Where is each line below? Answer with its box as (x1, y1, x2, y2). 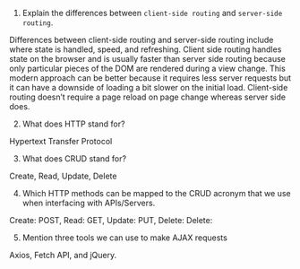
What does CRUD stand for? (21, 153, 127, 164)
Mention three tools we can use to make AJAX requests (21, 232, 228, 243)
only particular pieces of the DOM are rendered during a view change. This (9, 63, 287, 74)
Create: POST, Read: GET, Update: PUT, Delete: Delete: (9, 215, 213, 225)
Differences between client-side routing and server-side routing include (9, 35, 274, 45)
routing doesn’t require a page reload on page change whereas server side (9, 91, 287, 102)
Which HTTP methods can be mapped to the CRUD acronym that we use (21, 188, 291, 198)
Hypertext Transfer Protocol (9, 136, 113, 146)
